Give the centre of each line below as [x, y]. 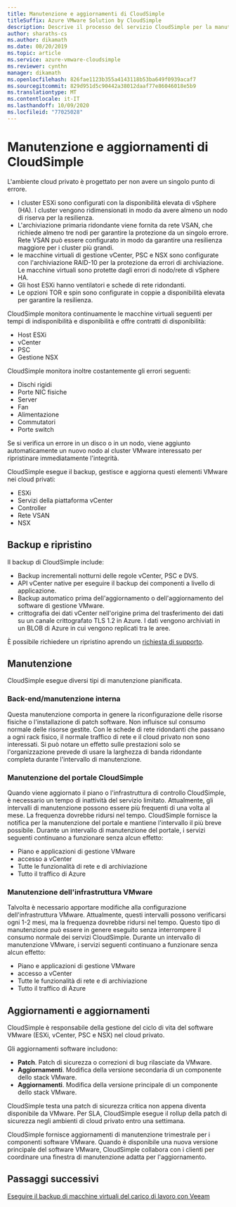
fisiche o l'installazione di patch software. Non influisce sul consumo [106, 722]
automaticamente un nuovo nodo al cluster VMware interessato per [105, 450]
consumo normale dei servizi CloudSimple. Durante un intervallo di [104, 937]
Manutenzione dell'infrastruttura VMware [80, 892]
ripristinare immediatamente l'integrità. [63, 458]
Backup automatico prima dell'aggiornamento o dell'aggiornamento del [120, 598]
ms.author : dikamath [38, 40]
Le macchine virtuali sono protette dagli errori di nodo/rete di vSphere [118, 270]
